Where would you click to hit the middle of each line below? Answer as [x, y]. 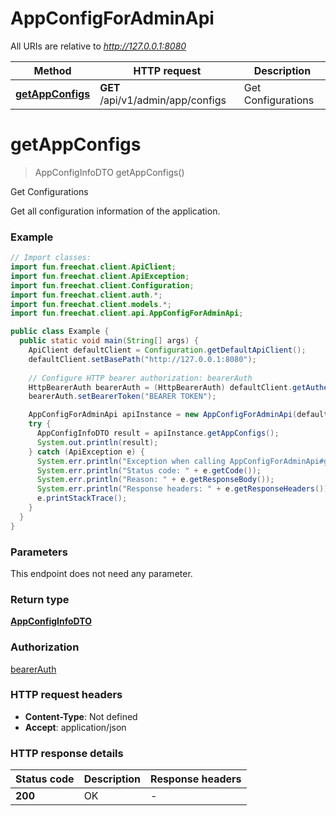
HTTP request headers [66, 695]
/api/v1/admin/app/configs [163, 100]
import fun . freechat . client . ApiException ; [100, 276]
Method [52, 70]
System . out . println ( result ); [97, 442]
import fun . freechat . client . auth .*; [86, 295]
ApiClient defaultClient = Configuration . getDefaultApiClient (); [167, 350]
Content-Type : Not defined [81, 716]
